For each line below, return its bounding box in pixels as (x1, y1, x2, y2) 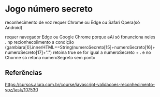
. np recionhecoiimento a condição (5, 39, 74, 45)
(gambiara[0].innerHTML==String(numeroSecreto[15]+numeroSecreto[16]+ (5, 44, 156, 50)
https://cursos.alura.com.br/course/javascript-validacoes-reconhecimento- (5, 81, 155, 87)
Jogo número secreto (5, 3, 93, 15)
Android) (5, 24, 23, 30)
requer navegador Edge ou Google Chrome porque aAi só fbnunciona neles (5, 34, 156, 40)
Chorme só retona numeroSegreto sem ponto (5, 54, 96, 60)
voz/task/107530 (5, 86, 39, 93)
